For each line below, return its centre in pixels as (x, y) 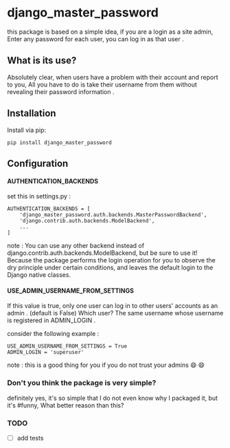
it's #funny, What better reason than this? (66, 405)
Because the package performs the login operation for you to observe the (112, 260)
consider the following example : (53, 334)
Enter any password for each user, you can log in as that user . (95, 38)
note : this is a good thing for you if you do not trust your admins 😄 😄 (106, 365)
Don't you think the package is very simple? (82, 383)
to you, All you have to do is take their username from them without (102, 85)
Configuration (38, 163)
